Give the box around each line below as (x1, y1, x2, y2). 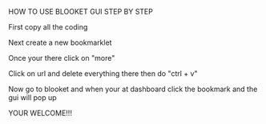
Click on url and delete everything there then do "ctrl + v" (8, 69, 198, 78)
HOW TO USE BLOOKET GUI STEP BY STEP (8, 7, 154, 16)
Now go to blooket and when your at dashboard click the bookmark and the (8, 84, 258, 94)
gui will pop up (8, 93, 58, 102)
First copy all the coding (8, 22, 88, 31)
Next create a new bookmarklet (8, 38, 112, 47)
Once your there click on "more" (8, 54, 115, 62)
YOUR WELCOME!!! (8, 108, 72, 118)
